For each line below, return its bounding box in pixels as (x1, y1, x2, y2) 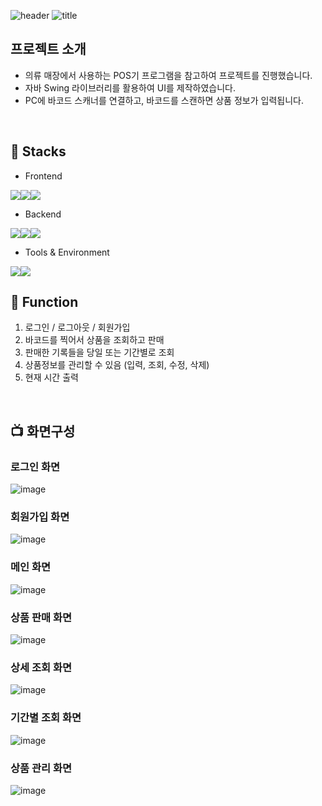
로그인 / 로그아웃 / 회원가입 (24, 321, 131, 334)
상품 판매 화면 (10, 610, 73, 624)
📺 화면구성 (10, 423, 76, 440)
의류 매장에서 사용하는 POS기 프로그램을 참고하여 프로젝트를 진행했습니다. (24, 69, 313, 81)
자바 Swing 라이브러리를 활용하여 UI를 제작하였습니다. (24, 81, 236, 94)
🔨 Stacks (10, 143, 67, 160)
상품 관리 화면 (10, 761, 73, 775)
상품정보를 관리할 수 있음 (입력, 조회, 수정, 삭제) (24, 359, 210, 371)
